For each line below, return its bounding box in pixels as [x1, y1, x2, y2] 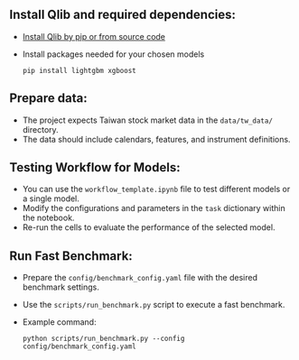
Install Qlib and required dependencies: [9, 7, 237, 23]
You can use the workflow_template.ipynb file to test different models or [22, 184, 291, 195]
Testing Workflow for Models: [9, 160, 181, 175]
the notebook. [22, 212, 75, 224]
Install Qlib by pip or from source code [22, 31, 165, 42]
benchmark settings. [22, 282, 99, 292]
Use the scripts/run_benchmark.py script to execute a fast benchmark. [22, 300, 285, 310]
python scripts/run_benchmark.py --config [22, 334, 185, 344]
